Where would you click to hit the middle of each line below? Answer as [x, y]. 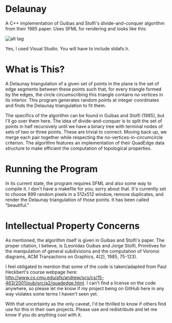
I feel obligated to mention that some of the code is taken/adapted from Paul [86, 266]
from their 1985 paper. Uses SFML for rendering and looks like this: [76, 28]
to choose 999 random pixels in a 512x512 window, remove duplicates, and [84, 194]
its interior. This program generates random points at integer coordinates [82, 100]
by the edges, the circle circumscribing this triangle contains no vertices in [84, 94]
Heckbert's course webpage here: [42, 272]
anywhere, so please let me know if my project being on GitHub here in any [85, 288]
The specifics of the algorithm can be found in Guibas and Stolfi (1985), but [85, 115]
